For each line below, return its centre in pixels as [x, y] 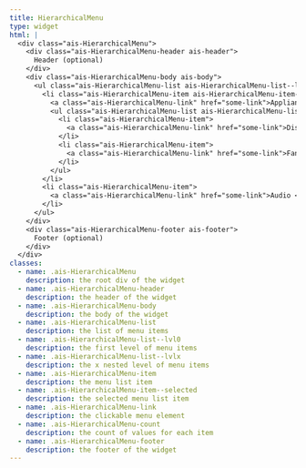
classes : [26, 264]
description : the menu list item [89, 382]
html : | [24, 35]
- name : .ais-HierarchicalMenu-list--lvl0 [99, 340]
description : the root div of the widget [105, 280]
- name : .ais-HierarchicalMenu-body [87, 306]
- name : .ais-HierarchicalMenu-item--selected [107, 391]
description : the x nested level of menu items [117, 365]
